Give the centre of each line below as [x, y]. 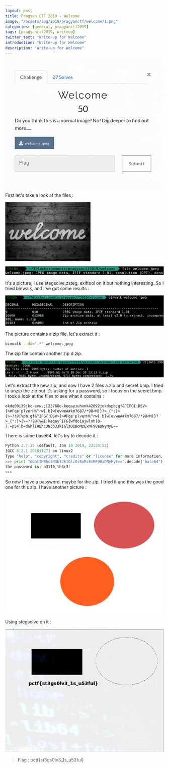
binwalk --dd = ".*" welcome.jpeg [39, 344]
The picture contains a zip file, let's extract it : [53, 334]
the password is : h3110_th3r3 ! [38, 467]
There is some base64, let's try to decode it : [52, 435]
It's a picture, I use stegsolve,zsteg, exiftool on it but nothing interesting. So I [84, 283]
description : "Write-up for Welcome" [45, 48]
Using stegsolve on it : [28, 622]
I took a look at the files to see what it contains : [55, 396]
